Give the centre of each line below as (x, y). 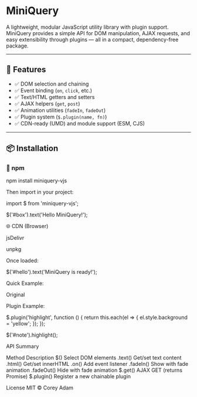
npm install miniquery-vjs (37, 181)
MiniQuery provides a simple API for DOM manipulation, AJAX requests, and (98, 33)
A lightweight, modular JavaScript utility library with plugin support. (87, 27)
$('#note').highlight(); (32, 335)
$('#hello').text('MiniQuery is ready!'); (52, 272)
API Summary (23, 347)
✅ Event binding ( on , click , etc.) (53, 90)
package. (17, 46)
